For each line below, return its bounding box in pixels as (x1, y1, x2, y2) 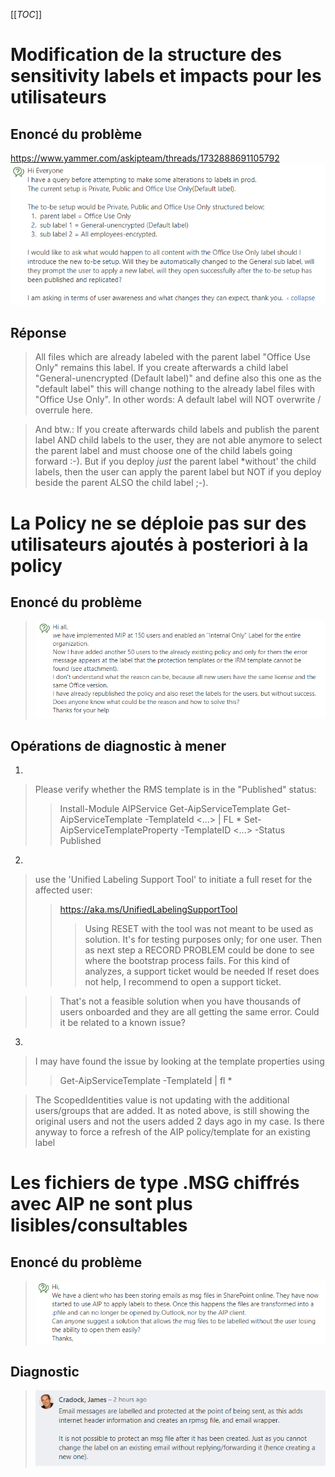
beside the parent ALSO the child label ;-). (34, 477, 209, 489)
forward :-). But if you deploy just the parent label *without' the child (34, 455, 317, 468)
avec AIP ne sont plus (10, 1193, 193, 1216)
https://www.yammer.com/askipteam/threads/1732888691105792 (10, 152, 280, 164)
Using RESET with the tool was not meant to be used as (84, 923, 314, 935)
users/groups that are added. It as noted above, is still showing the (34, 1105, 310, 1117)
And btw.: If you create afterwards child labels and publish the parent (34, 424, 320, 436)
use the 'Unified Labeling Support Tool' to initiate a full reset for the (34, 874, 313, 886)
